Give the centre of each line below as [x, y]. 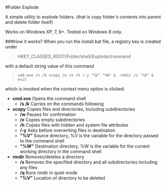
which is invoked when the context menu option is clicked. [65, 89]
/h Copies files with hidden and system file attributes [74, 125]
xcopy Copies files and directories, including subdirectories [74, 109]
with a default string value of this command [50, 66]
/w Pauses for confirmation [48, 114]
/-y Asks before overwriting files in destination [68, 130]
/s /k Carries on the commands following [62, 104]
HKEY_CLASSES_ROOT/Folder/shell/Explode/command [74, 56]
